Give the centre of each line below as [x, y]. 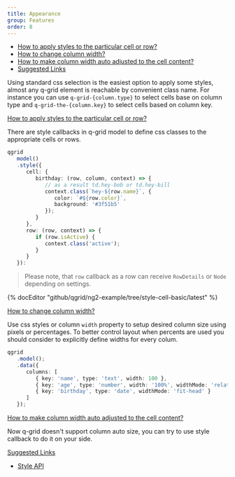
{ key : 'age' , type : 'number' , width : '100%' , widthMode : [122, 385]
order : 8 [20, 27]
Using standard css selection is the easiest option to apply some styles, [111, 83]
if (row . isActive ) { [65, 237]
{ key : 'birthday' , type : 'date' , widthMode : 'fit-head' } [123, 392]
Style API [30, 466]
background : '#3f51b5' [87, 205]
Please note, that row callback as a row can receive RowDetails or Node [125, 277]
